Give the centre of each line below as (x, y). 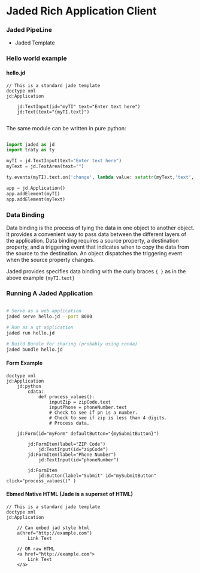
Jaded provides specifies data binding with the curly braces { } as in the (96, 271)
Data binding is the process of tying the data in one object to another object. (100, 228)
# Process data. (69, 423)
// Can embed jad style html (53, 528)
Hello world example (37, 58)
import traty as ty (31, 150)
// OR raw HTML (36, 549)
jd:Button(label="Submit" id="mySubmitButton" (97, 476)
